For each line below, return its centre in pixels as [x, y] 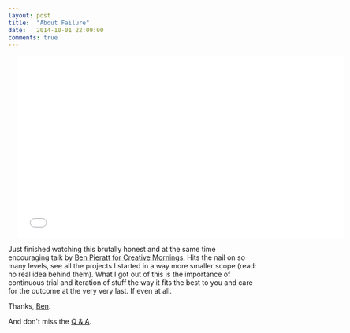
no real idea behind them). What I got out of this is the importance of [119, 274]
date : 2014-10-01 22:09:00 [56, 30]
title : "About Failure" [49, 23]
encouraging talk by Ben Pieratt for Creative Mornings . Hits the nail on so [127, 257]
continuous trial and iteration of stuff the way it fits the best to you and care [131, 283]
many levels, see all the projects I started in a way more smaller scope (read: [132, 266]
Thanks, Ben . [30, 306]
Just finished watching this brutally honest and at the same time [112, 250]
